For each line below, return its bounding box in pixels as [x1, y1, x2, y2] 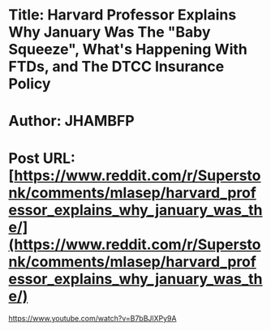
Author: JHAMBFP [8, 112, 135, 131]
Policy [8, 75, 51, 93]
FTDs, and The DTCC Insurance [8, 58, 225, 76]
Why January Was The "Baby [8, 23, 211, 41]
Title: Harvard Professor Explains [8, 6, 237, 24]
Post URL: [8, 148, 75, 167]
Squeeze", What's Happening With [8, 41, 247, 58]
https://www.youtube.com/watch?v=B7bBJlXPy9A [8, 314, 177, 324]
